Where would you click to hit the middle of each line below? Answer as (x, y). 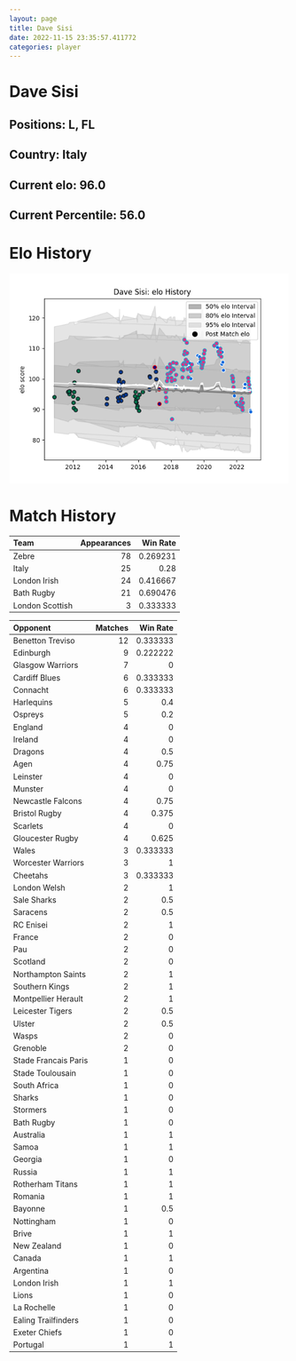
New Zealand (37, 1246)
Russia (25, 1172)
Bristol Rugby (37, 814)
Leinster (28, 776)
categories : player (45, 47)
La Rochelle (34, 1308)
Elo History (51, 254)
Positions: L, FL (52, 124)
